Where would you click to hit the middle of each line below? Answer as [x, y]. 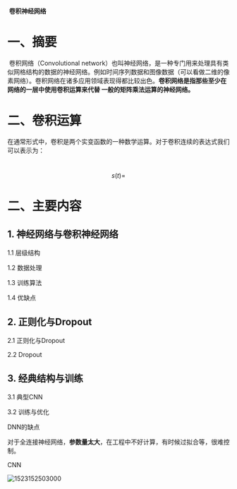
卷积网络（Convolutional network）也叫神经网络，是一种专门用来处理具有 [116, 63]
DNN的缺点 [24, 427]
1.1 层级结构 [24, 253]
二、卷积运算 [45, 121]
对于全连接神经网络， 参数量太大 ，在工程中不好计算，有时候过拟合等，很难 [115, 442]
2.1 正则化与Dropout [36, 340]
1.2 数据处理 [25, 267]
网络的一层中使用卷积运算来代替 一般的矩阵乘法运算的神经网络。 [101, 89]
